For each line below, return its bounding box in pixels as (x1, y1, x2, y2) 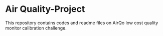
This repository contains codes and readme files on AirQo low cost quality (5, 20, 158, 26)
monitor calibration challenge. (5, 25, 67, 31)
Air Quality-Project (5, 3, 85, 15)
